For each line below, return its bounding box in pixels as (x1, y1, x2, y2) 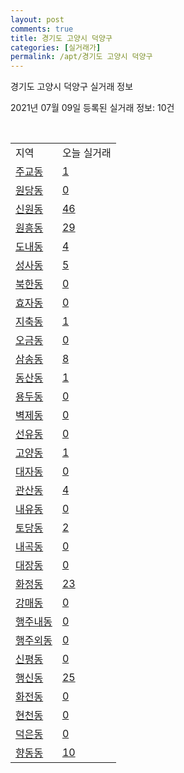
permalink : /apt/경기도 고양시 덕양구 (10, 52, 153, 62)
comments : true (10, 24, 74, 34)
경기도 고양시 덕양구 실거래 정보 (10, 81, 134, 93)
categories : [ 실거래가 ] (10, 42, 102, 53)
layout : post (10, 14, 65, 25)
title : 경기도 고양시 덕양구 (10, 33, 113, 43)
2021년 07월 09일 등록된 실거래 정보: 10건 (10, 102, 175, 114)
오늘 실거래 (61, 146, 112, 160)
